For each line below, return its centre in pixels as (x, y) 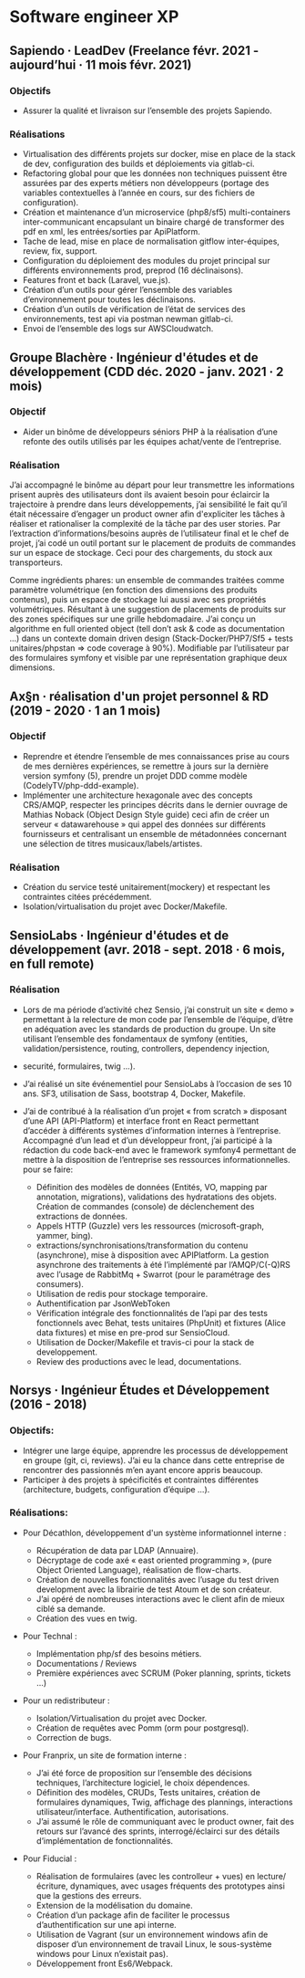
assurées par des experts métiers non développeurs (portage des (146, 183)
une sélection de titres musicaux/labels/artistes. (112, 843)
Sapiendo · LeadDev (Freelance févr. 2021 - (134, 51)
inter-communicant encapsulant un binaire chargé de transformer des (153, 222)
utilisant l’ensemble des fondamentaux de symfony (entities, (135, 1039)
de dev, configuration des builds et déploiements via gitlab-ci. (138, 164)
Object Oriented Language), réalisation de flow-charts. (139, 1570)
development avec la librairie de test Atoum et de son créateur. (154, 1589)
